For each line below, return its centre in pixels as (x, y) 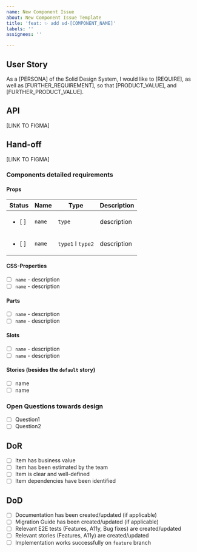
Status (19, 205)
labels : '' (20, 29)
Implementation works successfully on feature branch (83, 542)
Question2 (28, 426)
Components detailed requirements (60, 175)
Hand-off (24, 145)
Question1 (28, 420)
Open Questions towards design (55, 406)
